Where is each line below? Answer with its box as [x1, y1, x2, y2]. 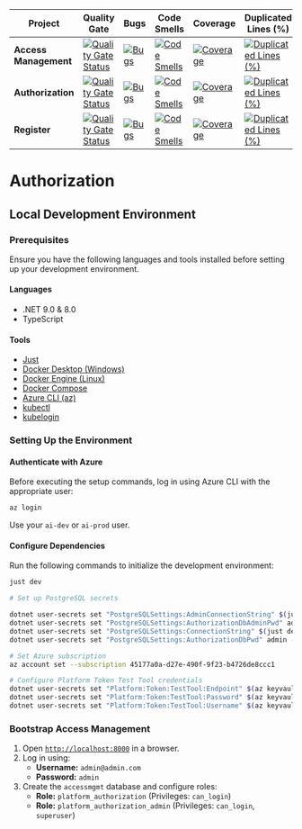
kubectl [22, 402, 51, 413]
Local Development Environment [9, 206, 196, 221]
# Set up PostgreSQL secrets [9, 594, 119, 603]
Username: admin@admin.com [35, 762, 141, 773]
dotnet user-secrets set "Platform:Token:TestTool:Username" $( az [9, 701, 263, 710]
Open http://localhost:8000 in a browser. [22, 743, 180, 754]
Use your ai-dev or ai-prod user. [9, 519, 130, 530]
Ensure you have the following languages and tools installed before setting [9, 254, 285, 265]
